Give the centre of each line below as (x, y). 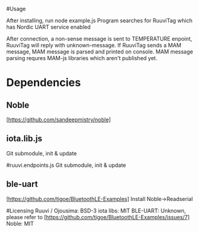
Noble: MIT (20, 223)
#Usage (16, 9)
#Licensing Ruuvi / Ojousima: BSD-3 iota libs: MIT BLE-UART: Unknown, (96, 210)
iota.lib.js (24, 139)
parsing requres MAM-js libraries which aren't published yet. (82, 58)
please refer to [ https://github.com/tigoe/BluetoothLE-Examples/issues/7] (98, 217)
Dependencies (44, 83)
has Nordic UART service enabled (48, 27)
